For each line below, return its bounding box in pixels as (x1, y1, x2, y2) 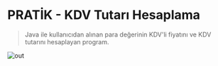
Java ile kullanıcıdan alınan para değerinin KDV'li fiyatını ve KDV (24, 30, 212, 39)
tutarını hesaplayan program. (24, 37, 109, 46)
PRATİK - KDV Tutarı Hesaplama (7, 7, 201, 23)
